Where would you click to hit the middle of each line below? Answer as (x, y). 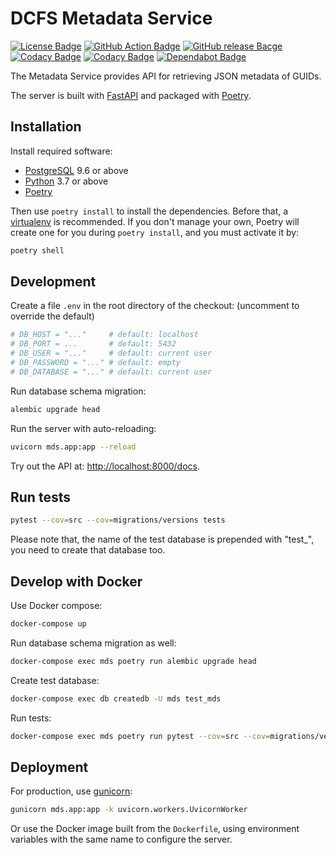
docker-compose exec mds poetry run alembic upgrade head (133, 661)
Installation (46, 127)
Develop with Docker (76, 581)
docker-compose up (48, 624)
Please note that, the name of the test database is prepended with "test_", (162, 539)
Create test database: (55, 680)
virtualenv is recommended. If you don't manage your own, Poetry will (155, 221)
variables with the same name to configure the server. (121, 839)
